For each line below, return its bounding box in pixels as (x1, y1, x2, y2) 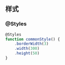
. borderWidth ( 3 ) (14, 41, 49, 47)
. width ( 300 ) (14, 46, 40, 51)
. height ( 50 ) (14, 51, 40, 56)
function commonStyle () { (5, 37, 60, 42)
